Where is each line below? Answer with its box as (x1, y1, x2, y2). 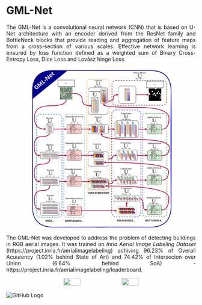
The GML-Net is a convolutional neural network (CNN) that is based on (6, 23, 188, 31)
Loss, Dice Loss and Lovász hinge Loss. (26, 55, 126, 63)
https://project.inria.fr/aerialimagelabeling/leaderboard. (6, 266, 143, 273)
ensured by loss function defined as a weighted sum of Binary (6, 49, 176, 56)
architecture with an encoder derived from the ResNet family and (18, 29, 196, 37)
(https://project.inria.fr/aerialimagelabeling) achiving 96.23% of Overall (6, 247, 196, 254)
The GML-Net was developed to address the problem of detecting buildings (6, 234, 196, 241)
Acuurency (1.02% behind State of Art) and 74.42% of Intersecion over (6, 253, 196, 260)
